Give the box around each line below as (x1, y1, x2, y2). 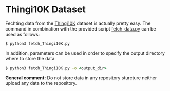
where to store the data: (5, 55, 56, 62)
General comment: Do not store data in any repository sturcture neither (5, 75, 157, 81)
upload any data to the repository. (5, 80, 77, 86)
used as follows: (5, 31, 40, 37)
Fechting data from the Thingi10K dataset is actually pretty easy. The (5, 20, 151, 26)
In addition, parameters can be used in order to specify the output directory (5, 50, 165, 56)
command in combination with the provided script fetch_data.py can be (5, 25, 156, 32)
